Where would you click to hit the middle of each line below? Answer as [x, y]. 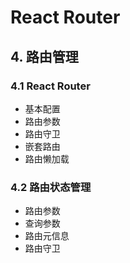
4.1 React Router [50, 86]
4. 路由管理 [44, 56]
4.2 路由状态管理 [51, 187]
